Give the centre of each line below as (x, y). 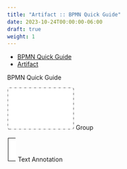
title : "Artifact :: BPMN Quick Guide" (64, 14)
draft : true (24, 29)
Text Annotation (40, 159)
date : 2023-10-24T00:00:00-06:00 (55, 22)
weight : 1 (21, 37)
